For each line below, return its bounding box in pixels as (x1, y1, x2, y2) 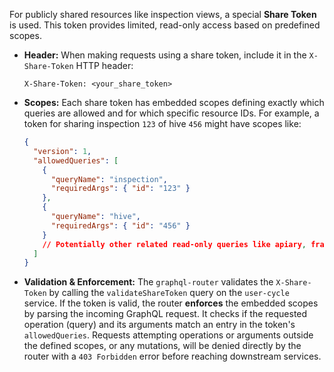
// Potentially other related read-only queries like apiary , (42, 239, 307, 249)
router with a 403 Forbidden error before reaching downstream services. (23, 350, 322, 363)
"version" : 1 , (33, 146, 92, 156)
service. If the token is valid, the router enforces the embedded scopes (23, 297, 319, 309)
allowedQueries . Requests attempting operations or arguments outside (23, 329, 314, 341)
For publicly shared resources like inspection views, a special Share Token (9, 9, 317, 20)
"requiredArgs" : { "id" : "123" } (50, 184, 191, 194)
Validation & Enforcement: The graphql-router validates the (23, 276, 274, 288)
